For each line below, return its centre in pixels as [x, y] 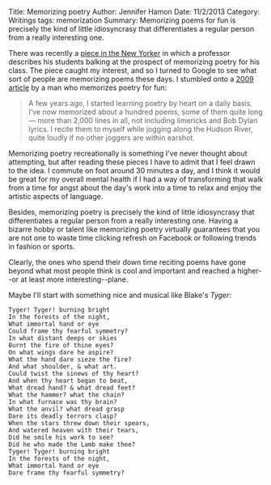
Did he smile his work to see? [61, 437]
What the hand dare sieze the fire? [70, 359]
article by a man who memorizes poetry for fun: [88, 87]
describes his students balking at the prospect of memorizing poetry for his [134, 62]
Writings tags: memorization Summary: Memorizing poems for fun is [122, 20]
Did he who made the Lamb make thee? [72, 445]
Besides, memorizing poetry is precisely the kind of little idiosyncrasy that [131, 212]
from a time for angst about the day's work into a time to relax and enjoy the [135, 188]
